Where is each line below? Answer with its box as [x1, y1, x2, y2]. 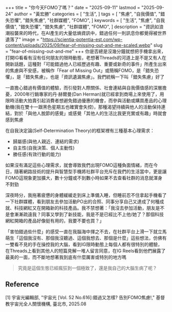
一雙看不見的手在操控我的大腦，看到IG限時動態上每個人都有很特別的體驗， [5, 241, 163, 247]
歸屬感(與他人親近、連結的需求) [12, 139, 79, 144]
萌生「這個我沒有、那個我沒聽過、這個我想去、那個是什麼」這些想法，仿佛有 [5, 235, 167, 241]
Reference [5, 280, 39, 289]
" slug [150, 42, 163, 48]
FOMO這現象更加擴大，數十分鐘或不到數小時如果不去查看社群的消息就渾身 [5, 175, 163, 181]
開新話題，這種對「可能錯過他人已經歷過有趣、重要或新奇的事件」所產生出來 [5, 61, 167, 67]
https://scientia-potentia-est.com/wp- [42, 36, 123, 42]
